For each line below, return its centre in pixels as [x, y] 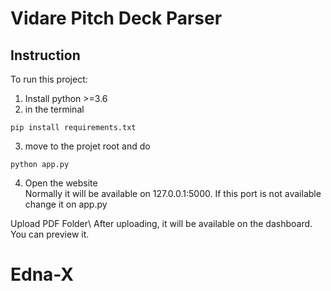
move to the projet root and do [87, 146]
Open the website [61, 183]
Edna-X [42, 274]
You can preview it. [50, 234]
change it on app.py [66, 204]
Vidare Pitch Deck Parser [116, 18]
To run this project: [49, 79]
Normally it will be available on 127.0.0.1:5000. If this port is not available [173, 193]
